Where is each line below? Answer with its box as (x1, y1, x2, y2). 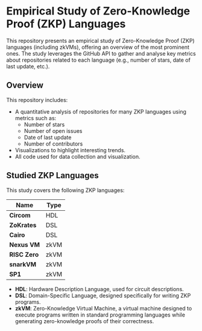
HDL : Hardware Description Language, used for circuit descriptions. (14, 285, 184, 292)
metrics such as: (14, 114, 57, 121)
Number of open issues (24, 127, 83, 134)
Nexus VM (9, 240, 40, 249)
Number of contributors (24, 140, 83, 147)
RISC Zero (9, 250, 39, 259)
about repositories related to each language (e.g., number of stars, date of (6, 56, 191, 63)
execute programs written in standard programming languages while (14, 311, 186, 318)
